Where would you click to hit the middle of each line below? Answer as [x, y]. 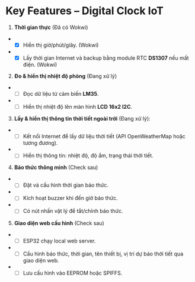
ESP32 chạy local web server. [59, 241]
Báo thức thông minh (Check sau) [56, 167]
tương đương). [40, 143]
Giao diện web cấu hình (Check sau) [59, 223]
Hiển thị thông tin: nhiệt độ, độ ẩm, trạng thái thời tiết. [88, 155]
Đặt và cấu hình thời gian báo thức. [66, 185]
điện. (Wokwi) [40, 65]
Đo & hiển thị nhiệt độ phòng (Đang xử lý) [65, 76]
